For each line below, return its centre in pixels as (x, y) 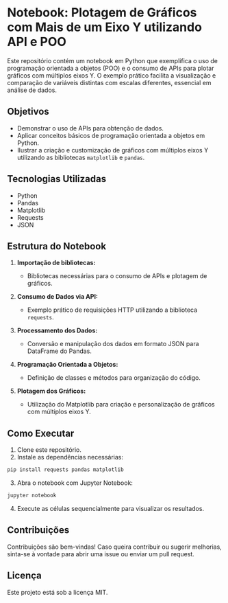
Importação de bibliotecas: (56, 263)
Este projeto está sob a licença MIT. (58, 592)
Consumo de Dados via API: (57, 297)
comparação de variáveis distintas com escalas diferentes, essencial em (109, 82)
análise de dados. (32, 90)
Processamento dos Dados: (57, 330)
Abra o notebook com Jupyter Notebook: (75, 483)
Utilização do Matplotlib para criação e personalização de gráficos (121, 405)
